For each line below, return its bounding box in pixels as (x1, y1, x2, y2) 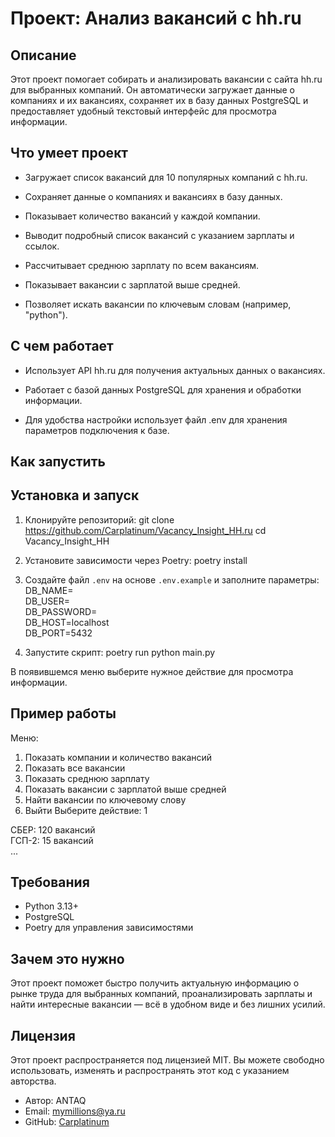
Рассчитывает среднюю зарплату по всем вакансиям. (24, 259, 259, 271)
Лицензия (10, 1027, 76, 1044)
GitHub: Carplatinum (24, 1116, 110, 1128)
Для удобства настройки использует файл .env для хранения (24, 413, 288, 426)
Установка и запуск (10, 487, 140, 504)
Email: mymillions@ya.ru (24, 1105, 126, 1117)
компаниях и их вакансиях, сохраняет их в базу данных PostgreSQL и (10, 95, 309, 106)
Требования (10, 874, 90, 891)
